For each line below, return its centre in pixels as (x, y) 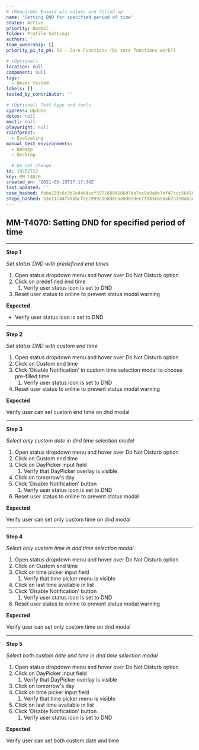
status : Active (25, 23)
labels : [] (20, 89)
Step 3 (14, 429)
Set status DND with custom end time (52, 346)
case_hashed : (22, 193)
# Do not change (31, 165)
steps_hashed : (24, 199)
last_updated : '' (28, 188)
